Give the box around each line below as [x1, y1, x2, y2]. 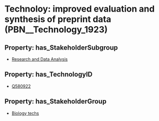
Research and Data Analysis [11, 56, 68, 62]
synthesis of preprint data [4, 14, 111, 25]
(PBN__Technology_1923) [4, 24, 108, 35]
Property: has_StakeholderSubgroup [4, 43, 118, 52]
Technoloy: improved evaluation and [4, 3, 155, 15]
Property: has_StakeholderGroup [4, 97, 107, 105]
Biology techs [11, 110, 39, 116]
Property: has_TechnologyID [4, 70, 93, 79]
